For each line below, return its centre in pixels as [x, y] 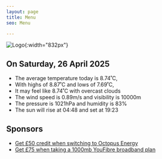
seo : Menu [19, 23]
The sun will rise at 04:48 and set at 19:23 [66, 110]
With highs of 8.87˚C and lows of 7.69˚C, [65, 85]
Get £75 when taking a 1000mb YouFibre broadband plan [85, 149]
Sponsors [25, 129]
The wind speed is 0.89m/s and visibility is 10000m [78, 97]
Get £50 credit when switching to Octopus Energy [77, 143]
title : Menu [21, 17]
